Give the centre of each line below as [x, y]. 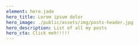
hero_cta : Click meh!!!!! [38, 33]
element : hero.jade [30, 11]
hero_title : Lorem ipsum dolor [45, 17]
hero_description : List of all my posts [57, 28]
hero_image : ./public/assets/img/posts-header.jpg [70, 22]
